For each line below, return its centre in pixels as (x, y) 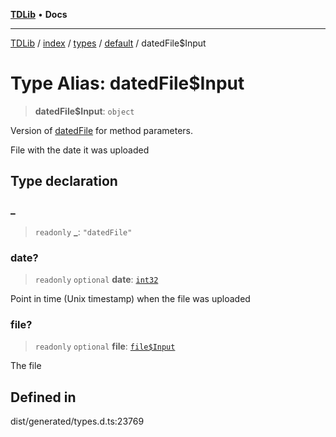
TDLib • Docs (39, 14)
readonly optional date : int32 (96, 279)
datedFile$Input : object (84, 111)
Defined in (43, 397)
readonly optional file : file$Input (105, 346)
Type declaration (64, 181)
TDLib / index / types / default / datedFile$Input (108, 43)
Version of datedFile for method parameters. (102, 130)
